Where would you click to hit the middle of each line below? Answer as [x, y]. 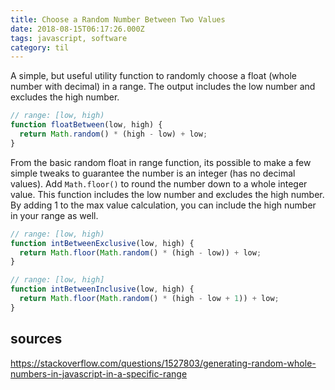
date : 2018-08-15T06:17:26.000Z [77, 29]
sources [36, 339]
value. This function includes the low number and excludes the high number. [167, 194]
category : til [40, 47]
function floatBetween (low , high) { [86, 125]
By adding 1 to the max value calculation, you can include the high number [163, 205]
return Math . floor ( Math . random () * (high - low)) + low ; [140, 252]
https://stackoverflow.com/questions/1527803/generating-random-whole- [163, 363]
